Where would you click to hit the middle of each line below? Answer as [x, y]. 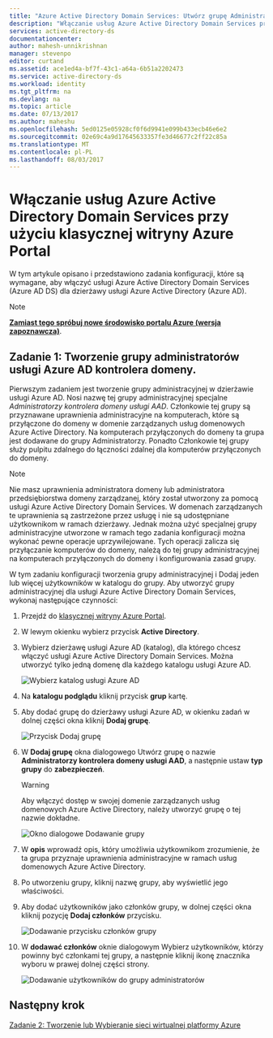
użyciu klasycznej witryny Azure [122, 234]
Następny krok [47, 1005]
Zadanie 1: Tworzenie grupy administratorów [124, 357]
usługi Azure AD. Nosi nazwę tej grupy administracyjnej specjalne [118, 398]
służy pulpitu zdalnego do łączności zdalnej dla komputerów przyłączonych [135, 449]
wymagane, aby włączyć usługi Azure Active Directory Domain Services [129, 283]
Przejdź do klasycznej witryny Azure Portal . [94, 616]
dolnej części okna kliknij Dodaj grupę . [85, 720]
